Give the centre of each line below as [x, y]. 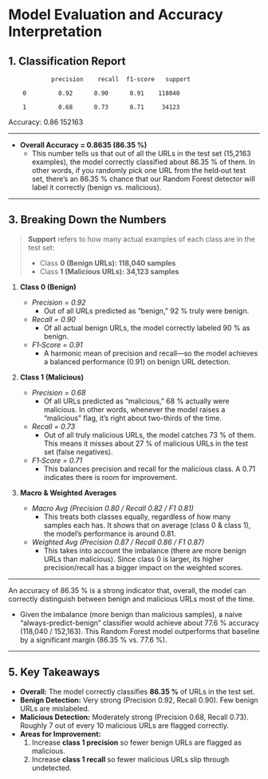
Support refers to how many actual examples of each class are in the [141, 239]
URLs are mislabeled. [55, 708]
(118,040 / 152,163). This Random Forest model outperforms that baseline [140, 631]
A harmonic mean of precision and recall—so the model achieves [151, 353]
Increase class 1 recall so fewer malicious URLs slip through [130, 759]
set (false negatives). [78, 451]
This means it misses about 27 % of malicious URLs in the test [146, 443]
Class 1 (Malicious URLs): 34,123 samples [109, 271]
